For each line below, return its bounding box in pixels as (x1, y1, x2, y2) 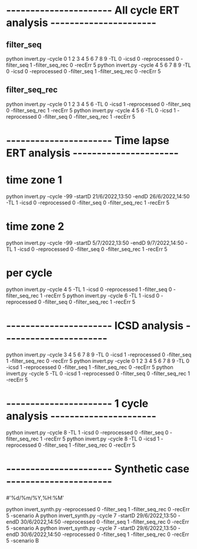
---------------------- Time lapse (6, 134, 169, 147)
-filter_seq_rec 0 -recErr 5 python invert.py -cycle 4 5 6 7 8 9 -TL (33, 61, 191, 68)
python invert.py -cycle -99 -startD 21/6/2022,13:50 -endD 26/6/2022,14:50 (6, 192, 190, 200)
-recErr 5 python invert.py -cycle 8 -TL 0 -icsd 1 (44, 435, 160, 442)
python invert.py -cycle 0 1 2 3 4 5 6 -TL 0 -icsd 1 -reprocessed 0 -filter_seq (6, 100, 191, 107)
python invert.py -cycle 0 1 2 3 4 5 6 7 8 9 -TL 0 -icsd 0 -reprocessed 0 (6, 55, 179, 62)
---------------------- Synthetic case (6, 462, 190, 475)
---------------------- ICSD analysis (6, 319, 184, 332)
